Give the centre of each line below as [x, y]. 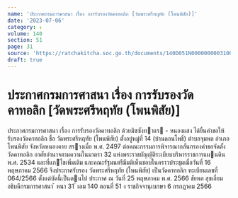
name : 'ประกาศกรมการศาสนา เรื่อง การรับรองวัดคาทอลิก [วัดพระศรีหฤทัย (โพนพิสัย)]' [103, 14]
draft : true [25, 60]
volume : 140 [25, 34]
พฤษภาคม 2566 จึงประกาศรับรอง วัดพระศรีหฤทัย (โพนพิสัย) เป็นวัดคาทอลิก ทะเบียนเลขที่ [113, 170]
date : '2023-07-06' [36, 21]
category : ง [24, 27]
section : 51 [25, 40]
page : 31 [20, 47]
